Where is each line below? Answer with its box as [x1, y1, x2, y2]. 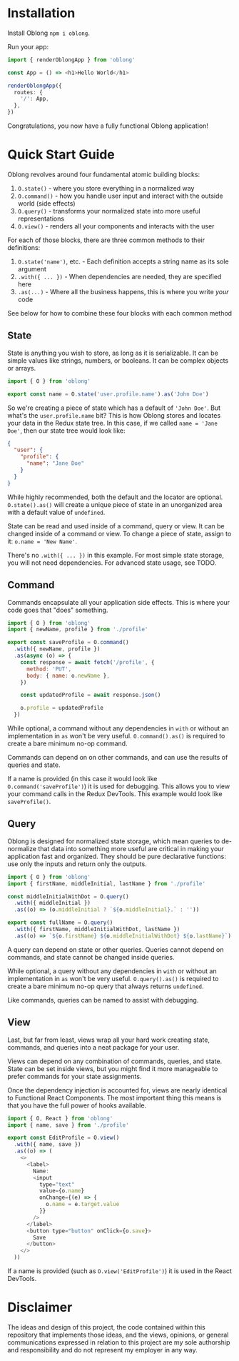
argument [17, 265, 46, 273]
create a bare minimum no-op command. [7, 739, 128, 748]
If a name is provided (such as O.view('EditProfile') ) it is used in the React [7, 1267, 232, 1275]
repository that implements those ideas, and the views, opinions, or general [7, 1330, 229, 1339]
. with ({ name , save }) [14, 1141, 81, 1148]
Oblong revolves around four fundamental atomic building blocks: [7, 170, 200, 179]
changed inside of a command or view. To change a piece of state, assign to [7, 529, 232, 538]
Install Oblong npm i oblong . [7, 29, 91, 37]
